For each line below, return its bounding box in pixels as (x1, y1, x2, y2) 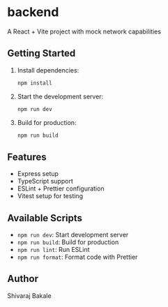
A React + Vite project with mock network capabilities (7, 27, 162, 36)
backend (7, 4, 59, 20)
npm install (17, 80, 52, 87)
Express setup (17, 170, 59, 178)
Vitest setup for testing (17, 192, 84, 200)
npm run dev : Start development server (17, 231, 129, 239)
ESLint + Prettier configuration (17, 184, 105, 193)
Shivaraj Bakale (7, 291, 52, 300)
